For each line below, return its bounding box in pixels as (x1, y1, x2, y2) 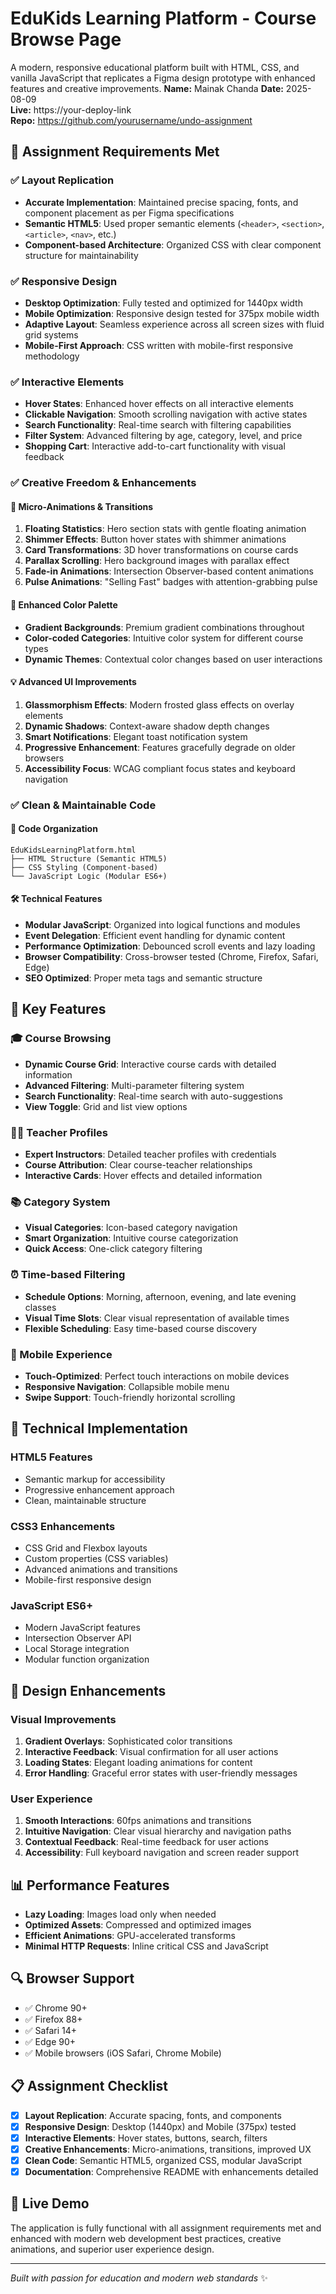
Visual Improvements (10, 1712, 117, 1726)
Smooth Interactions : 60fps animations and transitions (24, 1815, 252, 1827)
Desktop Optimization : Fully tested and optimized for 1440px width (24, 297, 303, 309)
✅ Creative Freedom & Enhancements (10, 476, 197, 490)
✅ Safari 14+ (24, 2024, 77, 2036)
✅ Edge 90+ (24, 2035, 77, 2047)
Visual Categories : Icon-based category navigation (24, 1222, 238, 1234)
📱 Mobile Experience (10, 1347, 113, 1361)
